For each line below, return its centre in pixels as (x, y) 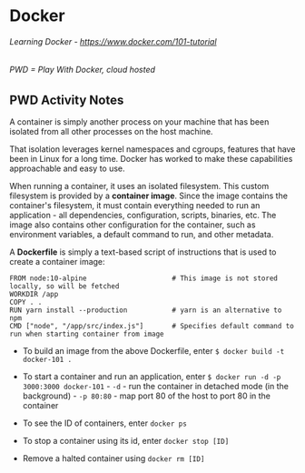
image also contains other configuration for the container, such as (133, 225)
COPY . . (26, 302)
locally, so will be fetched (64, 287)
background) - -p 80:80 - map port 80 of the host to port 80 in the (146, 396)
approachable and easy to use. (67, 168)
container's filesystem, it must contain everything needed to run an (135, 206)
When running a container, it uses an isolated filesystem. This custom (139, 186)
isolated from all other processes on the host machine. (111, 132)
